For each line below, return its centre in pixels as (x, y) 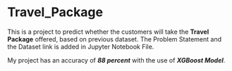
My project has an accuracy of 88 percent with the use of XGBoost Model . (116, 60)
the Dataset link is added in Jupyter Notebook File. (81, 46)
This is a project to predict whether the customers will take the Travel (108, 32)
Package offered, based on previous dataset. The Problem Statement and (115, 39)
